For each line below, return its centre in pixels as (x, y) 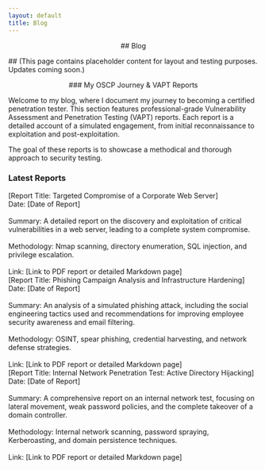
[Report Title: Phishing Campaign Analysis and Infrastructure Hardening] (127, 279)
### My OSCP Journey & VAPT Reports (133, 85)
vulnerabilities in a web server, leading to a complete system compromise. (129, 229)
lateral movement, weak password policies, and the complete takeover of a (131, 406)
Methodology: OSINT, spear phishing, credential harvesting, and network (128, 339)
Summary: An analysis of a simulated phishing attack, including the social (128, 305)
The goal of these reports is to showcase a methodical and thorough (120, 149)
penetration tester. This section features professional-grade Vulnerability (127, 109)
